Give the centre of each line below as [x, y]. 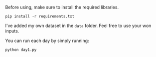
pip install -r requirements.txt [40, 16]
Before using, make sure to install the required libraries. [62, 7]
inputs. [12, 31]
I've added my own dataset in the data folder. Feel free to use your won [78, 25]
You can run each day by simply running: [47, 40]
